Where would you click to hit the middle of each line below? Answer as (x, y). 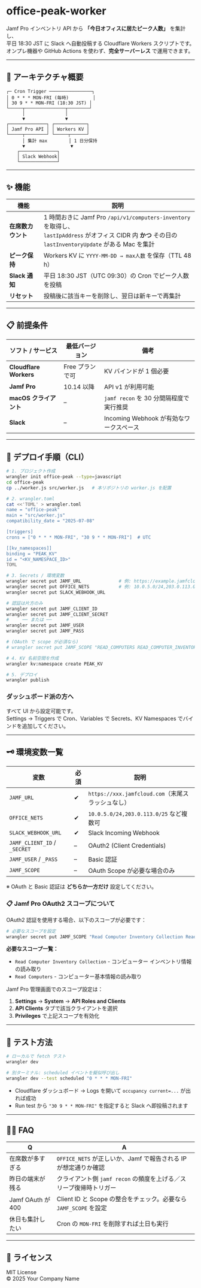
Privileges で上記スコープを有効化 (57, 1016)
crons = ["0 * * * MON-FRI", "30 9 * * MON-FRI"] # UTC (79, 537)
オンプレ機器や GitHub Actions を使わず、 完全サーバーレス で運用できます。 (100, 51)
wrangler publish (28, 680)
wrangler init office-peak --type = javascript (64, 477)
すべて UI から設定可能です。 (41, 710)
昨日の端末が (28, 1178)
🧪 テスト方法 (29, 1042)
